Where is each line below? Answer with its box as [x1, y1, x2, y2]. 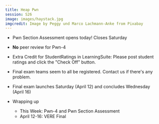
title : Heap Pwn [5, 7, 39, 12]
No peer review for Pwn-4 [12, 44, 66, 50]
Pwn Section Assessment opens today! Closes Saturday [12, 35, 128, 41]
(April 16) [12, 89, 31, 95]
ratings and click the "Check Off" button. [12, 59, 96, 65]
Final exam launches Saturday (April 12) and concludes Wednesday [12, 84, 151, 90]
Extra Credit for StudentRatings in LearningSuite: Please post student [12, 54, 154, 60]
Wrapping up [12, 99, 39, 105]
